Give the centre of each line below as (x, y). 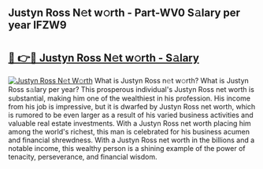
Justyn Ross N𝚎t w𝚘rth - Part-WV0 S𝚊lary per (124, 13)
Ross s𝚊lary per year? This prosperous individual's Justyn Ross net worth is (131, 89)
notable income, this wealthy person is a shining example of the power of (127, 148)
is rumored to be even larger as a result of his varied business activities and (131, 115)
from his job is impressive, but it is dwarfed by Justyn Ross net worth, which (132, 107)
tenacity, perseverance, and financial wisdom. (83, 157)
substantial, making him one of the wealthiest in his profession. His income (129, 98)
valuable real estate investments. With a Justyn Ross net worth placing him (130, 123)
